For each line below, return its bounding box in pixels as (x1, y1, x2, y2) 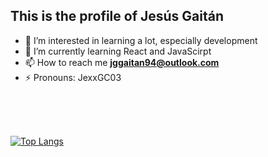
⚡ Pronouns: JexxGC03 (24, 71, 122, 83)
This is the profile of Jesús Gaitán (10, 8, 225, 25)
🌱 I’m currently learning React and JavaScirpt (24, 45, 212, 57)
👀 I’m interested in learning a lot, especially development (24, 34, 258, 46)
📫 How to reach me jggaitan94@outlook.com (24, 56, 220, 68)
